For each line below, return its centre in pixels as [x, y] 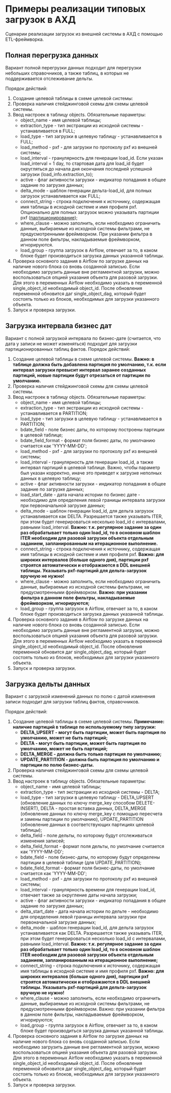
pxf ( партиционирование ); [49, 217]
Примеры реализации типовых [76, 9]
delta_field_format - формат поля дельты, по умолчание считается [92, 846]
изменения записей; [43, 841]
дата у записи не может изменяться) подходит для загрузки [71, 344]
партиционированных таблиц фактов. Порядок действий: [68, 349]
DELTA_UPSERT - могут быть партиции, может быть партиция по [93, 733]
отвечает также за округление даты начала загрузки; [79, 895]
